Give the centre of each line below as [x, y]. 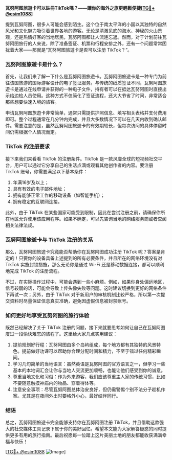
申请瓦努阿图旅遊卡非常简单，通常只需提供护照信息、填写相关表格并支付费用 [86, 113]
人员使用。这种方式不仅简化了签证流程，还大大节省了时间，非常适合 [95, 96]
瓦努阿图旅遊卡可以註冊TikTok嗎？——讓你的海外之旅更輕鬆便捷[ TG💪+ [80, 8]
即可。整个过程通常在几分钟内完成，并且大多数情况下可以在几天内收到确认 [84, 119]
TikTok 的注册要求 [28, 147]
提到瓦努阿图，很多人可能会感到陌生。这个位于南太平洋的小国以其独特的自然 [86, 24]
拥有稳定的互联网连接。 [37, 201]
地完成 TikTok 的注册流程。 [34, 271]
